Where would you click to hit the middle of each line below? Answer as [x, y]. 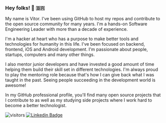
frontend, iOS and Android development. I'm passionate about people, [77, 50]
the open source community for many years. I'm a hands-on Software [76, 24]
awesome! [16, 85]
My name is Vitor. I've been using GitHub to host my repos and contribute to [83, 19]
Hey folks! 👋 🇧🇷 [25, 8]
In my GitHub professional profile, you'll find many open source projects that [83, 95]
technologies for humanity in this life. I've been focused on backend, [75, 44]
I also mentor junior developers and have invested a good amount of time [80, 64]
